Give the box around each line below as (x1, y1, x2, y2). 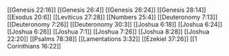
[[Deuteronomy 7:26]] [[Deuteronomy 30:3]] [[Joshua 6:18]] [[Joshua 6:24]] (7, 20, 223, 28)
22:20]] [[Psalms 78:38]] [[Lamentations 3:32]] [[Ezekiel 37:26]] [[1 (7, 35, 197, 43)
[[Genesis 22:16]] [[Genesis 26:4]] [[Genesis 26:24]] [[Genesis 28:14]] (7, 6, 206, 14)
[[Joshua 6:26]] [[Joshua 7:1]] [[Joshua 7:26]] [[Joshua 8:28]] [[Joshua (7, 27, 210, 36)
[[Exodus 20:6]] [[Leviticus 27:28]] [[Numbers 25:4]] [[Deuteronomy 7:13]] (7, 13, 218, 21)
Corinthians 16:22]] (7, 42, 62, 50)
